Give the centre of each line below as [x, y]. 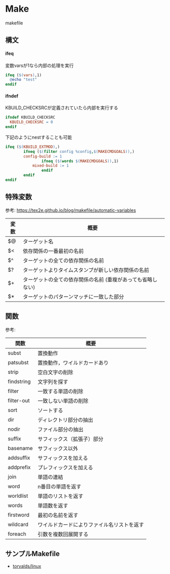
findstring [19, 381]
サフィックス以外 [58, 449]
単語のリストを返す [60, 496]
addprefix [19, 467]
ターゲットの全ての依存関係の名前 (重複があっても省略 [88, 279]
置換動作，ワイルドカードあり [73, 363]
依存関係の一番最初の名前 [53, 251]
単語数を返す [53, 505]
